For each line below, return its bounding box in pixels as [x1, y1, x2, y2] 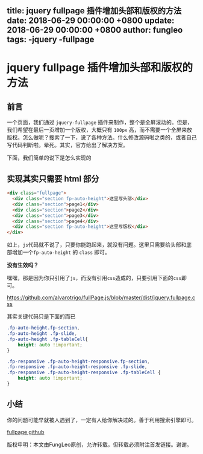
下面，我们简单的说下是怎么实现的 [7, 154, 92, 161]
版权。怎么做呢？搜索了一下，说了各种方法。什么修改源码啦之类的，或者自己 [7, 134, 197, 141]
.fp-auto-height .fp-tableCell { [7, 336, 88, 342]
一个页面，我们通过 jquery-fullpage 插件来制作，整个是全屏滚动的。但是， [7, 118, 193, 126]
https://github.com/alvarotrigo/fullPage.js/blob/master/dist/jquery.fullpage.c [7, 294, 196, 301]
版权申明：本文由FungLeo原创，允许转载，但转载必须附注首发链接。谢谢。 [7, 441, 192, 448]
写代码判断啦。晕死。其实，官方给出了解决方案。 [7, 141, 128, 149]
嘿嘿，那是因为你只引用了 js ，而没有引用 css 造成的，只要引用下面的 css [7, 274, 182, 282]
